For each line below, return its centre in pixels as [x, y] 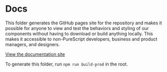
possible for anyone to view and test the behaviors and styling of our [77, 28]
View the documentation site [35, 54]
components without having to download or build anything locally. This [79, 33]
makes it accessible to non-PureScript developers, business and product [81, 39]
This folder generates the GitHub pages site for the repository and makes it [84, 23]
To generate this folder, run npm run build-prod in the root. [66, 64]
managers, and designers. [32, 44]
